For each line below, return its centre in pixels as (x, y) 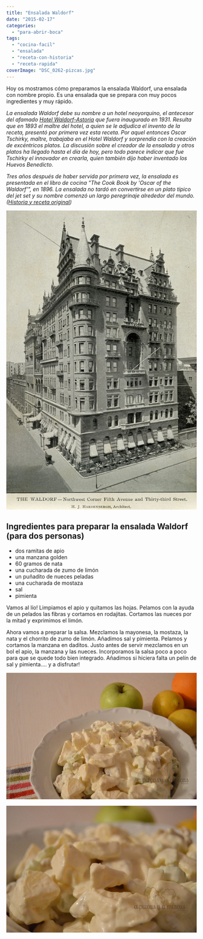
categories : (21, 25)
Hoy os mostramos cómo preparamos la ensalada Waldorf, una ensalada (97, 88)
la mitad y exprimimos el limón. (45, 620)
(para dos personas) (45, 536)
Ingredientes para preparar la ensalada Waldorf (97, 527)
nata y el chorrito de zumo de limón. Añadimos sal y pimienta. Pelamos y (97, 639)
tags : (13, 38)
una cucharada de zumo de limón (56, 570)
